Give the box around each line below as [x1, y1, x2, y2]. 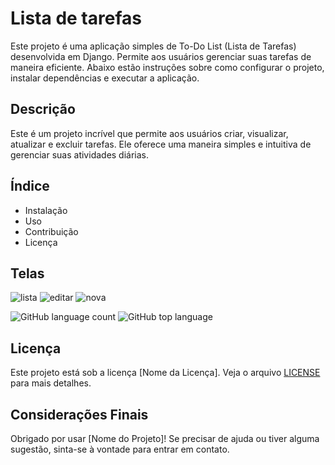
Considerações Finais [10, 406, 149, 423]
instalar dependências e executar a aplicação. [10, 72, 200, 84]
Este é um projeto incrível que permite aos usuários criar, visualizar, [10, 127, 289, 139]
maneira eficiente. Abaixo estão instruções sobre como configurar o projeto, [10, 61, 325, 73]
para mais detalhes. [10, 377, 92, 389]
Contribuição [24, 225, 79, 237]
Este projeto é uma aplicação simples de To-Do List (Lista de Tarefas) [10, 40, 297, 52]
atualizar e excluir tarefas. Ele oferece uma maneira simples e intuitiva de [10, 138, 312, 150]
